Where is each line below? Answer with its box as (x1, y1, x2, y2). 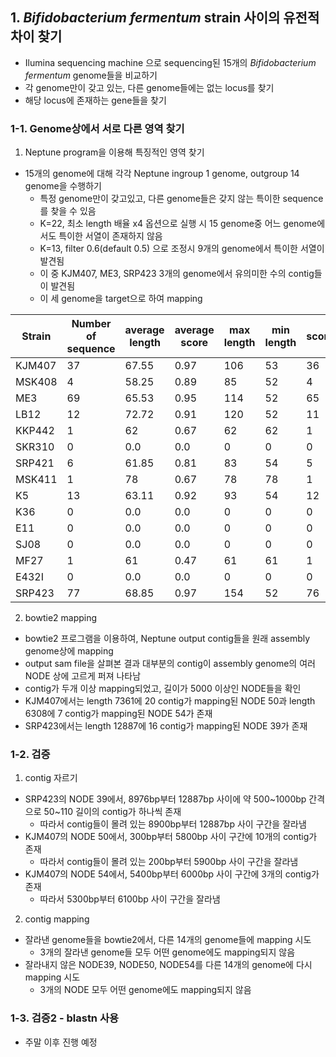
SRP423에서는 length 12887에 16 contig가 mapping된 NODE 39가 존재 (24, 720, 308, 732)
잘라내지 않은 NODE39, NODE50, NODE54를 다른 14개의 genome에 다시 (24, 959, 313, 971)
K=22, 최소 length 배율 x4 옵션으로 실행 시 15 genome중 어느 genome (39, 218, 318, 230)
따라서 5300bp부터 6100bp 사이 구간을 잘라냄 (39, 893, 221, 905)
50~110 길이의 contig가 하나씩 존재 (43, 806, 182, 818)
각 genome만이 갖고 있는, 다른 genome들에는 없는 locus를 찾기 (24, 81, 275, 93)
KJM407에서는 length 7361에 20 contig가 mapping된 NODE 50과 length (24, 695, 316, 707)
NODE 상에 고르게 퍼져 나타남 (24, 670, 142, 682)
